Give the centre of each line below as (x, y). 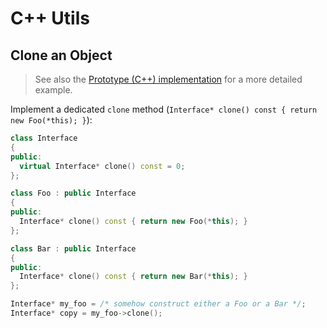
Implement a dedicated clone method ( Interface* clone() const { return (164, 109)
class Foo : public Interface (73, 193)
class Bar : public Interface (73, 248)
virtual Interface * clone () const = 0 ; (102, 166)
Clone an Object (61, 55)
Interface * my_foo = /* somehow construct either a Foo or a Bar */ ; (158, 304)
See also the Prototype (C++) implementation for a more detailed (168, 79)
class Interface (44, 138)
